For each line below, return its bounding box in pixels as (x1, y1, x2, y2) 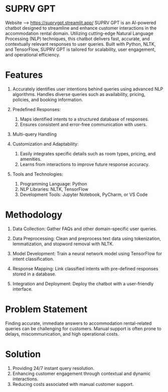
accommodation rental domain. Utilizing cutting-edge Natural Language (5, 30, 154, 36)
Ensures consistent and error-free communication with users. (20, 121, 147, 127)
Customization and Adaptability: (12, 141, 79, 147)
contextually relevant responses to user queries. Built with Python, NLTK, (5, 41, 156, 47)
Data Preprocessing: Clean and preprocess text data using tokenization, (12, 235, 161, 241)
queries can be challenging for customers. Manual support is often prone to (5, 325, 161, 332)
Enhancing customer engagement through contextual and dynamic (12, 370, 151, 376)
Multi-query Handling (12, 131, 57, 137)
